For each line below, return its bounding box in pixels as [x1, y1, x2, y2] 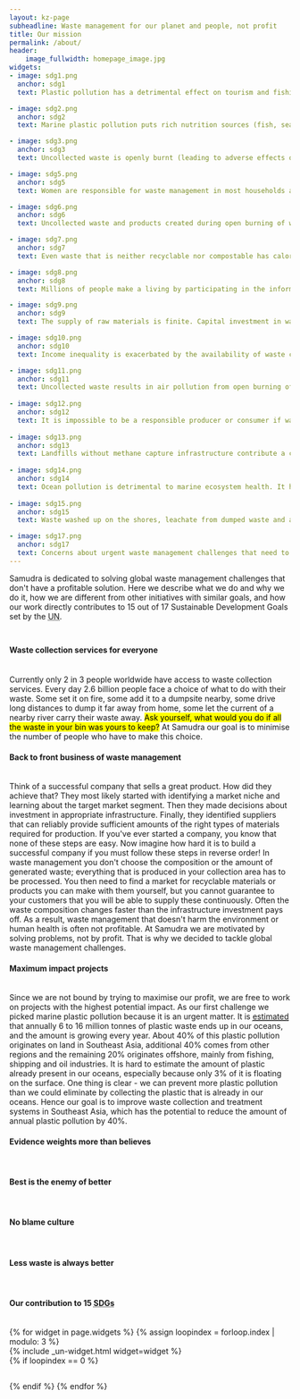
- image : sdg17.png [9, 532, 82, 541]
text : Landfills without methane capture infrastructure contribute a [17, 449, 286, 459]
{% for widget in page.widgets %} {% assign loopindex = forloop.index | [9, 1327, 275, 1337]
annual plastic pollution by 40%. [9, 1116, 128, 1126]
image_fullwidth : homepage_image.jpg [25, 55, 166, 63]
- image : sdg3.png [9, 137, 78, 146]
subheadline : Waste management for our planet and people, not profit [9, 21, 278, 30]
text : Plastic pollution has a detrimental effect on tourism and [17, 88, 270, 97]
